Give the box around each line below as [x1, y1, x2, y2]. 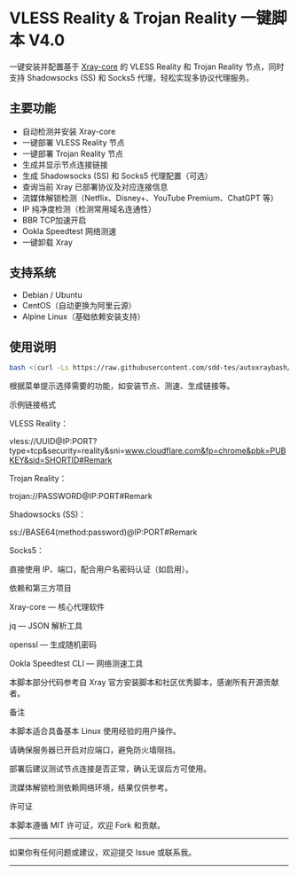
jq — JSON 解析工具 [9, 621, 83, 631]
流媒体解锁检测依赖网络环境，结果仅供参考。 [9, 782, 173, 793]
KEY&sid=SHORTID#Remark [9, 455, 113, 465]
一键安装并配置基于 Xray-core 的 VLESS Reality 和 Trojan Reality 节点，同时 [9, 61, 285, 72]
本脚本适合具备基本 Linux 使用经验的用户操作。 [9, 726, 182, 737]
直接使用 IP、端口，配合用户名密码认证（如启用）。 [9, 564, 193, 574]
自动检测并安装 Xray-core [21, 126, 116, 137]
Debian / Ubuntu [21, 289, 82, 300]
